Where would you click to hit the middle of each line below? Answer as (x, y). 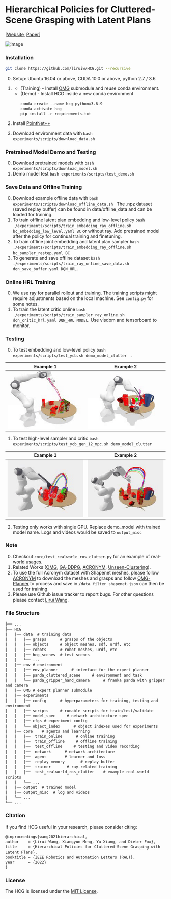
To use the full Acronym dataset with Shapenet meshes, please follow (86, 573)
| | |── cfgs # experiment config (46, 721)
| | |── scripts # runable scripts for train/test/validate (79, 711)
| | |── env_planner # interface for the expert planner (77, 670)
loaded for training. (33, 214)
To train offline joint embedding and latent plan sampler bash (76, 241)
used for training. (31, 589)
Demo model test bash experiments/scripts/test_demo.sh (73, 174)
